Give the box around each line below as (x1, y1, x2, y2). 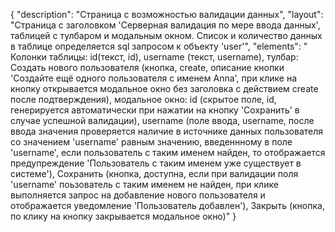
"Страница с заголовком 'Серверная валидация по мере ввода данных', (10, 19, 321, 31)
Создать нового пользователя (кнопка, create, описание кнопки (10, 62, 285, 73)
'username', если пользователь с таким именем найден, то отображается (10, 147, 326, 158)
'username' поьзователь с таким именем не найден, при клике (10, 179, 279, 190)
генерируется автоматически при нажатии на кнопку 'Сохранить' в (10, 104, 300, 116)
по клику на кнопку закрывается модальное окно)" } (10, 210, 237, 222)
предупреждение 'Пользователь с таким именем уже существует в (10, 157, 302, 169)
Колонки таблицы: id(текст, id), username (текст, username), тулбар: (10, 51, 299, 63)
